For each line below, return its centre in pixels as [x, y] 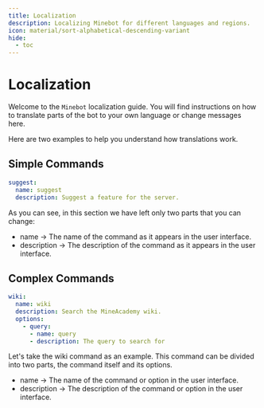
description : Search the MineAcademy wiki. [88, 312]
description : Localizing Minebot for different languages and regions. [129, 23]
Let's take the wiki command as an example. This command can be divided [131, 356]
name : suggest [39, 190]
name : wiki [33, 304]
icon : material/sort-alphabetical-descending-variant [99, 30]
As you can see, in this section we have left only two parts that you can [124, 213]
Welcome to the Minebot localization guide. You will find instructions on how [132, 107]
